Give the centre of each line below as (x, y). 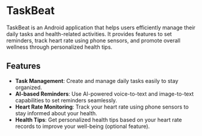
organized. (29, 87)
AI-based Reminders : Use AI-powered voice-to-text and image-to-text (104, 94)
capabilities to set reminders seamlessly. (66, 100)
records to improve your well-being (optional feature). (82, 126)
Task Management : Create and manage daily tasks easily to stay (96, 81)
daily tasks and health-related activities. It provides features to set (89, 34)
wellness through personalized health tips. (59, 47)
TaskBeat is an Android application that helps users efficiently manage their (101, 27)
